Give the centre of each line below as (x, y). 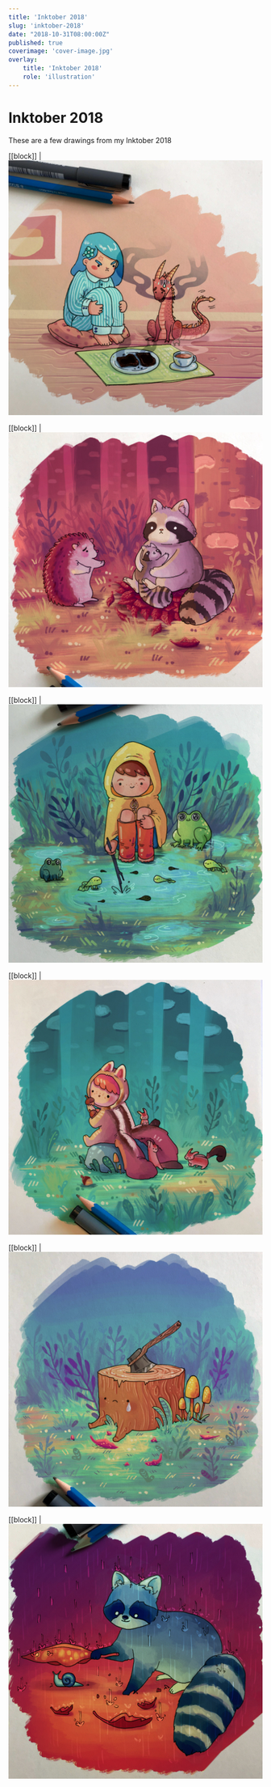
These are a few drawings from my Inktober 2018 (90, 140)
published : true (35, 43)
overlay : (23, 60)
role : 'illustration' (59, 77)
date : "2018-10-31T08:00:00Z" (59, 34)
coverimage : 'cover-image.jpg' (61, 51)
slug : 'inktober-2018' (46, 25)
